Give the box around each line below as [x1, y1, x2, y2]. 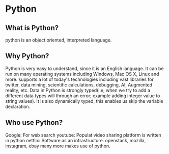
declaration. [5, 103, 31, 109]
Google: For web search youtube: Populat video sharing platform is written [5, 131, 161, 138]
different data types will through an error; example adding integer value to [5, 93, 160, 99]
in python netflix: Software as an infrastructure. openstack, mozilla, [5, 137, 146, 143]
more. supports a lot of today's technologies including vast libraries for [5, 76, 154, 82]
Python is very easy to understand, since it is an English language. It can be [5, 65, 164, 72]
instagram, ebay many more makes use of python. [5, 143, 110, 149]
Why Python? [5, 52, 49, 60]
